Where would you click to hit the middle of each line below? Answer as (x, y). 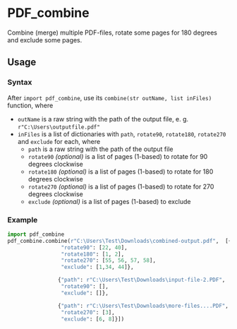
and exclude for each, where (59, 141)
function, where (30, 105)
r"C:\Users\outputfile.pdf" (59, 127)
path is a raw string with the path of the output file (101, 149)
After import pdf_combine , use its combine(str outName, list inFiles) (110, 97)
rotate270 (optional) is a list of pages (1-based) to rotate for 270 (121, 186)
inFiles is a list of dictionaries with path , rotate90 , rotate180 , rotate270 (122, 134)
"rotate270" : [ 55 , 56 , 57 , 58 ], (109, 261)
